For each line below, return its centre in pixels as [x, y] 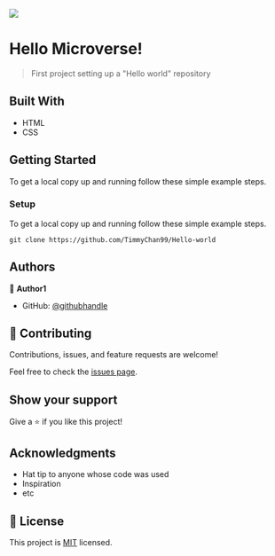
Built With [37, 102]
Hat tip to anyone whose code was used [95, 474]
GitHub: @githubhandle [65, 305]
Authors [32, 267]
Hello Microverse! [76, 49]
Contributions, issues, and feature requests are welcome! [114, 355]
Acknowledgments [63, 453]
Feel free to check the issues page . [73, 372]
